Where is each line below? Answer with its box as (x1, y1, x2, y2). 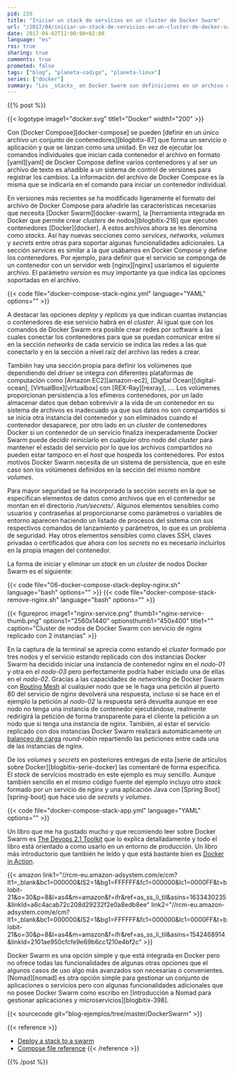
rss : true (7, 43, 36, 50)
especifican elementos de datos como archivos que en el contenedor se (7, 494, 215, 503)
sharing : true (7, 50, 49, 57)
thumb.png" (7, 617, 42, 625)
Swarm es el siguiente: (7, 567, 73, 575)
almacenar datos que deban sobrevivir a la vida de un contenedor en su (7, 399, 215, 407)
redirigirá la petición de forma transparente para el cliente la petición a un (7, 712, 219, 720)
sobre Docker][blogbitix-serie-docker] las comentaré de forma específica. (7, 763, 222, 772)
